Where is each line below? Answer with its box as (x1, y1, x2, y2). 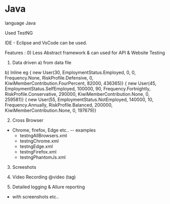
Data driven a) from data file (12, 59, 72, 65)
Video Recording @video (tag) (12, 174, 76, 180)
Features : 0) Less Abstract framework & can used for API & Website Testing (5, 49, 165, 56)
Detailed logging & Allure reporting (12, 184, 85, 190)
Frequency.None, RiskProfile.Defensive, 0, (5, 74, 94, 81)
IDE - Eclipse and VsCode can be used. (5, 39, 87, 46)
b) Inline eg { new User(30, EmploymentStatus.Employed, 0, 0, (5, 69, 136, 75)
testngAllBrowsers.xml (19, 132, 67, 138)
